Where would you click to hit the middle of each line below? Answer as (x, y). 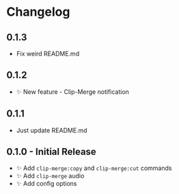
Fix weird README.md (48, 53)
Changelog (38, 12)
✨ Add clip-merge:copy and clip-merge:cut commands (94, 168)
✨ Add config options (46, 184)
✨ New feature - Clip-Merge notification (72, 92)
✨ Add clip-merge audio (50, 176)
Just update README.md (52, 130)
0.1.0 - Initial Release (51, 152)
